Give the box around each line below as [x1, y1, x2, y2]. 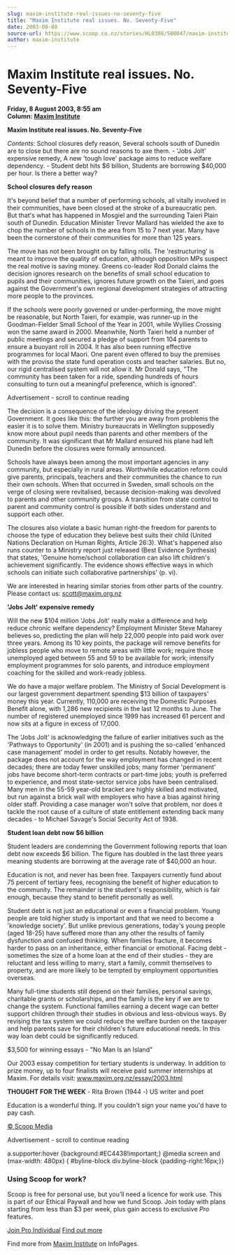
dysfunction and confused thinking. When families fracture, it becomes [7, 937, 212, 945]
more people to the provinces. [7, 292, 94, 300]
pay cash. [7, 1108, 36, 1117]
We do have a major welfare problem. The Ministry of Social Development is [7, 682, 226, 691]
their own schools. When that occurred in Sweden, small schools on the [7, 480, 215, 489]
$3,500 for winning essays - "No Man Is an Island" [7, 1045, 153, 1054]
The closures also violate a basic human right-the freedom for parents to [7, 524, 217, 532]
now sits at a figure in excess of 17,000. [7, 719, 120, 728]
